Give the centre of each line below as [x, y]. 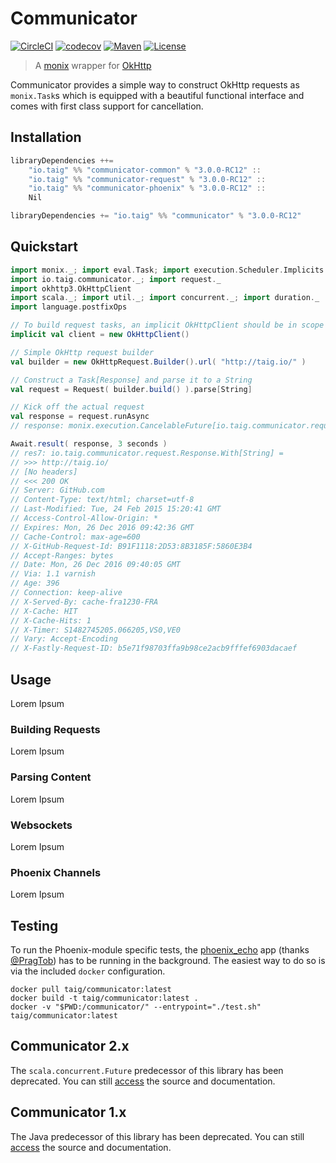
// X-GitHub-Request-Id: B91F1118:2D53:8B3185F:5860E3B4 [131, 546]
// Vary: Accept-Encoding [64, 639]
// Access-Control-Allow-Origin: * [84, 518]
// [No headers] [44, 472]
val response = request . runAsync [80, 417]
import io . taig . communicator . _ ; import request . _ [116, 279]
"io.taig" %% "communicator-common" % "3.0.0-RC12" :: [145, 170]
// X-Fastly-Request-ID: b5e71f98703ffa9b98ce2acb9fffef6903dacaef [154, 648]
